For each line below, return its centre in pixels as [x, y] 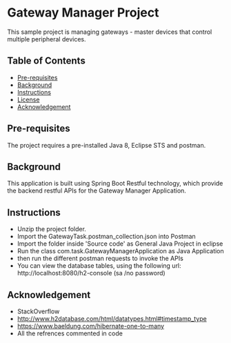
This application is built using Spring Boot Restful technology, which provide [115, 184]
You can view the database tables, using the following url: [99, 266]
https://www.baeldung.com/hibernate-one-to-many [90, 326]
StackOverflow [38, 311]
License [28, 99]
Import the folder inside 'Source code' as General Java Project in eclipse [120, 244]
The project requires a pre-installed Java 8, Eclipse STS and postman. [107, 145]
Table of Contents [47, 61]
